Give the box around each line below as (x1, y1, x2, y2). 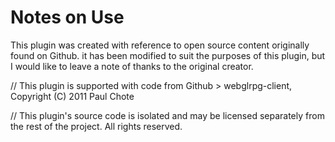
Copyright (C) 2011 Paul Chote (10, 90, 135, 102)
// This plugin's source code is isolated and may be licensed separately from (10, 109, 325, 121)
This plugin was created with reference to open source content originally (10, 39, 310, 51)
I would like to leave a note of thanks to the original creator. (10, 60, 254, 72)
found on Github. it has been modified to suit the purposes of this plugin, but (10, 49, 326, 61)
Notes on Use (10, 6, 125, 29)
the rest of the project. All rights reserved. (10, 120, 183, 132)
